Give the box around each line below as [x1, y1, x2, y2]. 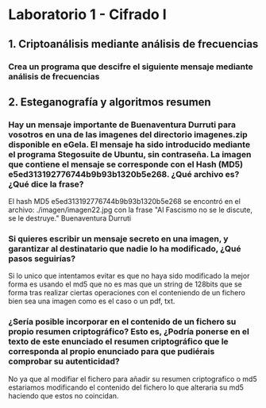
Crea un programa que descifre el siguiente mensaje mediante [8, 61, 254, 72]
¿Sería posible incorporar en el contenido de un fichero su [8, 316, 237, 327]
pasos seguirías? [8, 253, 76, 264]
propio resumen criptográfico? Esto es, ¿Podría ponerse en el [8, 326, 250, 337]
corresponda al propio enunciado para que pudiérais [8, 346, 215, 357]
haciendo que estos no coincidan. [8, 391, 119, 400]
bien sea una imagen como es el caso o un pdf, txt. [8, 296, 175, 306]
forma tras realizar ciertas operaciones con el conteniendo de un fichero [8, 288, 246, 298]
